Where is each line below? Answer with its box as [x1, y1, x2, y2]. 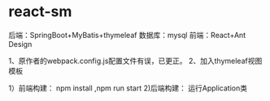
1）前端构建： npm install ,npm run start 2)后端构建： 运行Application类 [8, 83, 248, 93]
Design [8, 39, 33, 48]
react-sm [8, 2, 72, 21]
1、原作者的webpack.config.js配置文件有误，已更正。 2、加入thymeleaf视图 [8, 56, 263, 65]
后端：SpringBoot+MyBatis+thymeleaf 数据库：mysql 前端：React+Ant [8, 30, 246, 40]
